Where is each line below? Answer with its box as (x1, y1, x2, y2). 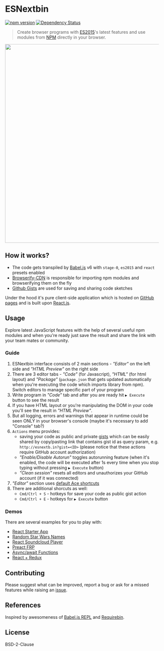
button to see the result (12, 397, 60, 403)
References (5, 601, 41, 609)
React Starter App (12, 529, 48, 535)
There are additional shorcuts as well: (12, 485, 88, 491)
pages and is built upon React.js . (5, 300, 71, 306)
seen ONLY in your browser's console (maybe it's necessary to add (12, 418, 148, 424)
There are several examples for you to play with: (5, 519, 102, 525)
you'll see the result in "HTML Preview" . (12, 407, 93, 413)
